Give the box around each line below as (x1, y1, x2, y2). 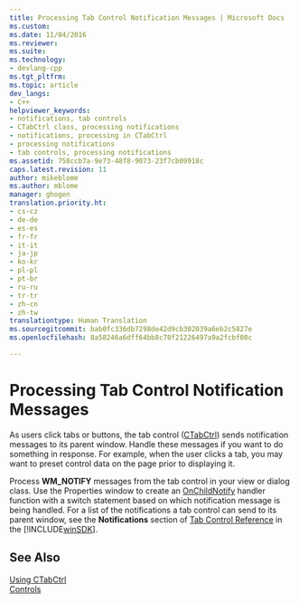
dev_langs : (9, 89, 51, 98)
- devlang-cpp (9, 64, 63, 73)
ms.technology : (9, 55, 67, 64)
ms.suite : (9, 47, 47, 56)
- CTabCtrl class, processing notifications (9, 123, 180, 132)
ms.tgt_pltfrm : (9, 72, 67, 81)
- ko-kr (9, 257, 39, 267)
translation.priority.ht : (9, 198, 107, 208)
